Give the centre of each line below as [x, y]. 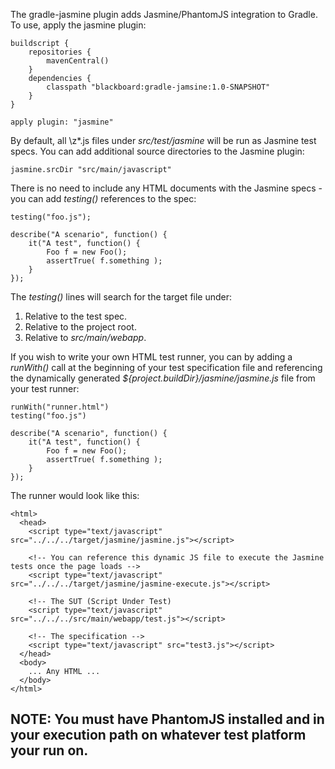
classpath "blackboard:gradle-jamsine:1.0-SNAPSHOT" [158, 87]
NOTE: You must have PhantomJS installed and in [167, 719]
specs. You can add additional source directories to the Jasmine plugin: [157, 151]
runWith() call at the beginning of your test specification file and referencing [166, 367]
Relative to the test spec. [76, 316]
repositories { [60, 52]
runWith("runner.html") [60, 407]
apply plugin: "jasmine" [62, 122]
